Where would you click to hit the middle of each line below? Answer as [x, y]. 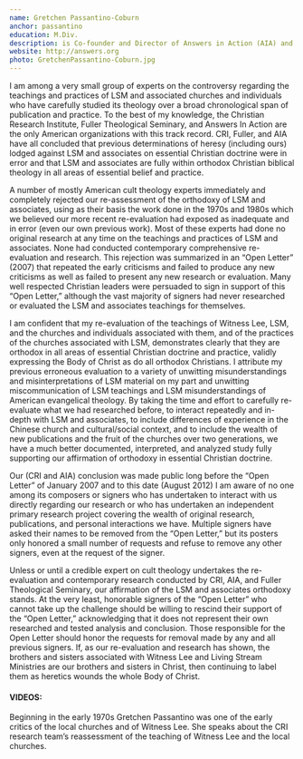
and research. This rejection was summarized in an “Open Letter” [171, 258]
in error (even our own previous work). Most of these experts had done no [148, 229]
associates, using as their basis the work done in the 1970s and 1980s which [151, 209]
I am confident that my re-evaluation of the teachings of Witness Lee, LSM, [149, 323]
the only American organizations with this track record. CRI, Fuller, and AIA [148, 134]
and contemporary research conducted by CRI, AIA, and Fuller [166, 580]
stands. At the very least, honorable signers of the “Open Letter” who [138, 599]
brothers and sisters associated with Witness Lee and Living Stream [136, 657]
